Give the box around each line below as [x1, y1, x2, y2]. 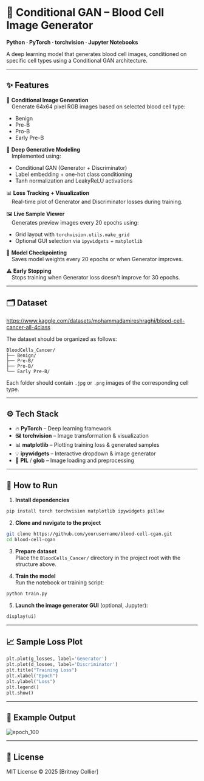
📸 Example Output [6, 712, 76, 723]
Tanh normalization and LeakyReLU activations [15, 177, 133, 184]
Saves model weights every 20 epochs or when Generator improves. [12, 255, 183, 262]
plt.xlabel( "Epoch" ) [6, 673, 59, 679]
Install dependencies [15, 496, 70, 504]
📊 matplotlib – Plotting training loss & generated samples [15, 441, 160, 449]
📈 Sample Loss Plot [6, 636, 83, 647]
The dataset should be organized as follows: [6, 335, 117, 343]
